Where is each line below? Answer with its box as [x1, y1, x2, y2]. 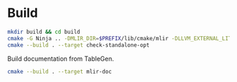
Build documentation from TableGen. [7, 54, 114, 63]
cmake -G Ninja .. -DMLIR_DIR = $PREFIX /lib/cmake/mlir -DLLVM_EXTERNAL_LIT [7, 35, 232, 42]
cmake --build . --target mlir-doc [7, 68, 112, 75]
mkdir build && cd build [7, 28, 80, 35]
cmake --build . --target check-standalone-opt [7, 41, 150, 49]
